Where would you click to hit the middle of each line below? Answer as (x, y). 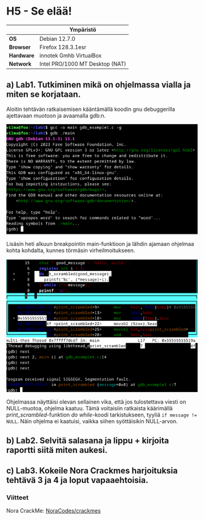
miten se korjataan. (43, 95)
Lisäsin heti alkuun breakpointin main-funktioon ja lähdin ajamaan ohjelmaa (100, 244)
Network (20, 64)
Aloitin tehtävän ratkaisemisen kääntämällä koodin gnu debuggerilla (91, 109)
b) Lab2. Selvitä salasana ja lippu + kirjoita (88, 441)
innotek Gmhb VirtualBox (70, 55)
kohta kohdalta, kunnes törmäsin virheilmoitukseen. (71, 250)
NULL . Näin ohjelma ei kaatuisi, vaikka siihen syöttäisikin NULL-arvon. (92, 421)
